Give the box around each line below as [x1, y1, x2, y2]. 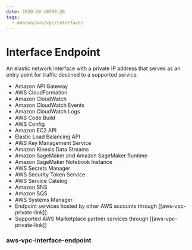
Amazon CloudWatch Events [14, 102, 85, 109]
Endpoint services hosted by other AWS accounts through [14, 202, 158, 210]
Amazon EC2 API [14, 127, 57, 134]
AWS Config [14, 121, 45, 128]
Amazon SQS [14, 190, 48, 197]
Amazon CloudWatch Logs [14, 108, 80, 115]
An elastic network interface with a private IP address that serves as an [6, 65, 181, 72]
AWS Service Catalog [14, 178, 68, 185]
